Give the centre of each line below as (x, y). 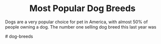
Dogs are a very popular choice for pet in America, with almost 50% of (77, 22)
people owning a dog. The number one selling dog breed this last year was (81, 27)
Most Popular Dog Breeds (82, 8)
